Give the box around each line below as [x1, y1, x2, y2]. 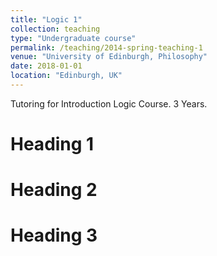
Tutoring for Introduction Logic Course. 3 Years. [10, 97, 208, 110]
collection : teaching [10, 24, 101, 34]
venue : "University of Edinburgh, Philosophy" [10, 52, 208, 62]
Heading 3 [10, 224, 98, 247]
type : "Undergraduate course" [10, 33, 137, 43]
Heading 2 [10, 179, 98, 201]
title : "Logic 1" [10, 14, 83, 25]
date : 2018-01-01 [10, 61, 83, 71]
